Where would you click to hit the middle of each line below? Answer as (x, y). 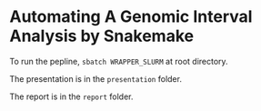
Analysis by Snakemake (101, 36)
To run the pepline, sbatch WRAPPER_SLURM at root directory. (119, 61)
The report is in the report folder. (71, 96)
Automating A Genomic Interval (131, 17)
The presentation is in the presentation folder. (95, 78)
